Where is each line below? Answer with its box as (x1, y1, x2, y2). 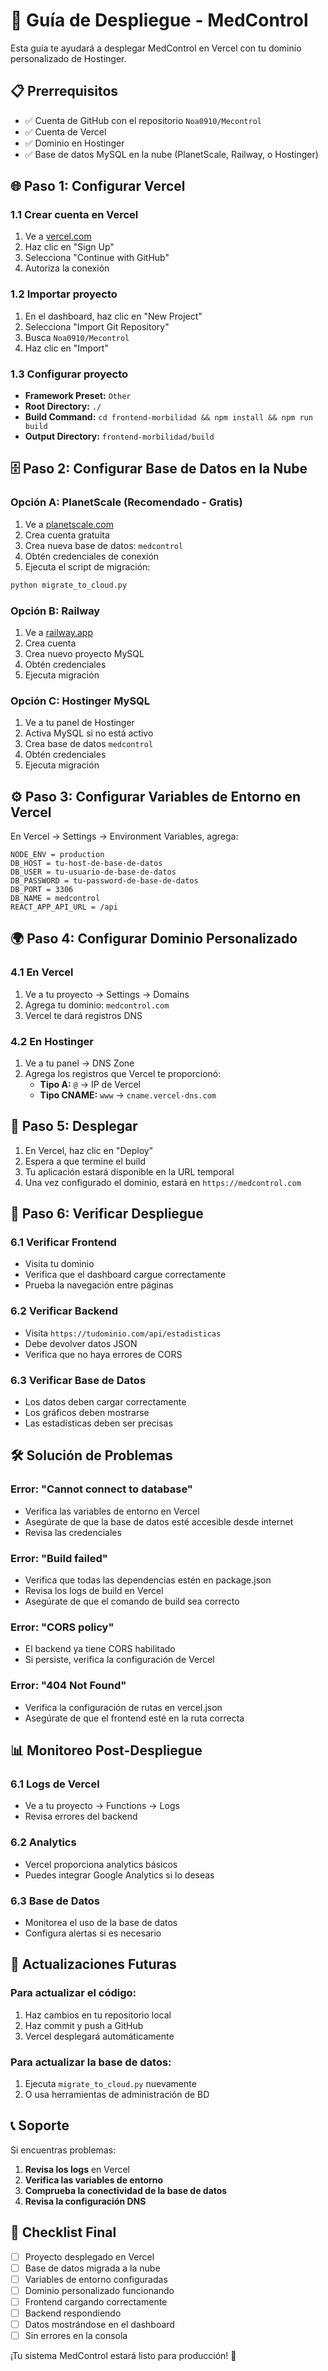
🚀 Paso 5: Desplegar (10, 1118, 138, 1135)
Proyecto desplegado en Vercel (24, 2250, 155, 2263)
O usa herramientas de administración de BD (24, 2088, 210, 2100)
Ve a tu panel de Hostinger (24, 717, 135, 729)
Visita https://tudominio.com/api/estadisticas (24, 1327, 222, 1339)
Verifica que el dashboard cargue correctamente (24, 1269, 227, 1281)
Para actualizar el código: (10, 1986, 137, 2000)
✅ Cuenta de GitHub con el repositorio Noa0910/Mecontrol (24, 114, 262, 126)
